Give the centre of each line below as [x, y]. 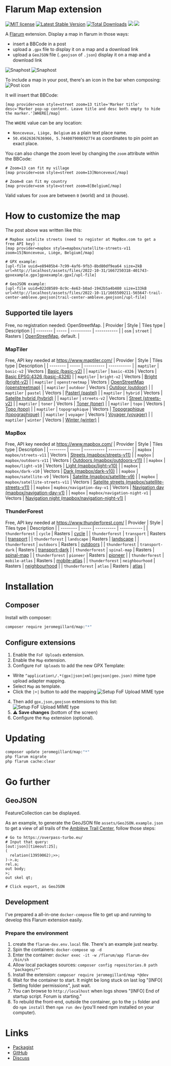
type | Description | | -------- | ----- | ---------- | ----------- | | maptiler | [82, 366]
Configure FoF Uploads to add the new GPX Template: [69, 666]
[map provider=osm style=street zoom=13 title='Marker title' [73, 104]
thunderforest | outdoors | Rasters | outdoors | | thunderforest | [72, 544]
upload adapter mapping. [39, 681]
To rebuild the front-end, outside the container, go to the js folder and [86, 1001]
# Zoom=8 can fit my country [36, 181]
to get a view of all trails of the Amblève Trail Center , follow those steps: [81, 828]
